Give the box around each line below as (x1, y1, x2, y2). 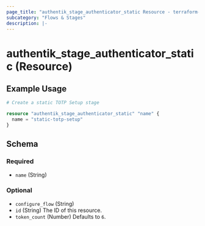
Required (6, 157, 34, 166)
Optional (6, 186, 32, 195)
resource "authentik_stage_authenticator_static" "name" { (6, 111, 160, 117)
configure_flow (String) (15, 200, 74, 207)
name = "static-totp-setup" (12, 116, 84, 122)
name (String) (15, 171, 47, 178)
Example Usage (6, 83, 67, 94)
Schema (6, 139, 38, 149)
